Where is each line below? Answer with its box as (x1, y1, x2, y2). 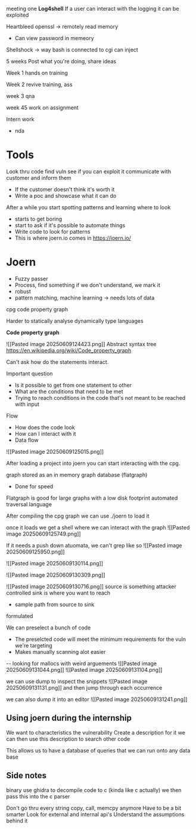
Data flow (14, 436, 39, 443)
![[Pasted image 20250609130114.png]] (6, 559, 103, 567)
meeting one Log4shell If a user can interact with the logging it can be (6, 5, 179, 12)
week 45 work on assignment (6, 104, 79, 111)
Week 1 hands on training (6, 69, 69, 77)
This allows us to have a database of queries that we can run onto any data (6, 747, 191, 754)
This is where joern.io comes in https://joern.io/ (14, 234, 131, 241)
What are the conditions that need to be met (14, 388, 123, 395)
